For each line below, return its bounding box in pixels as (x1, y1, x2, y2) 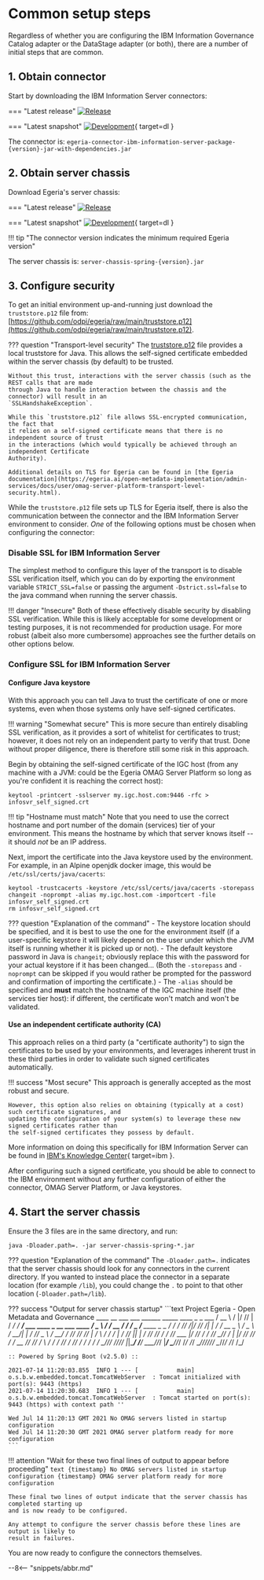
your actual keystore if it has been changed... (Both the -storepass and (8, 960, 237, 970)
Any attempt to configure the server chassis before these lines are (8, 1520, 241, 1528)
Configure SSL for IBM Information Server (8, 658, 170, 669)
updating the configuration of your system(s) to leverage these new (8, 1115, 241, 1123)
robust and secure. (8, 1086, 69, 1095)
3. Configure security (8, 279, 115, 292)
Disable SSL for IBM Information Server (8, 548, 161, 559)
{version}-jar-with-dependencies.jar (8, 145, 132, 153)
